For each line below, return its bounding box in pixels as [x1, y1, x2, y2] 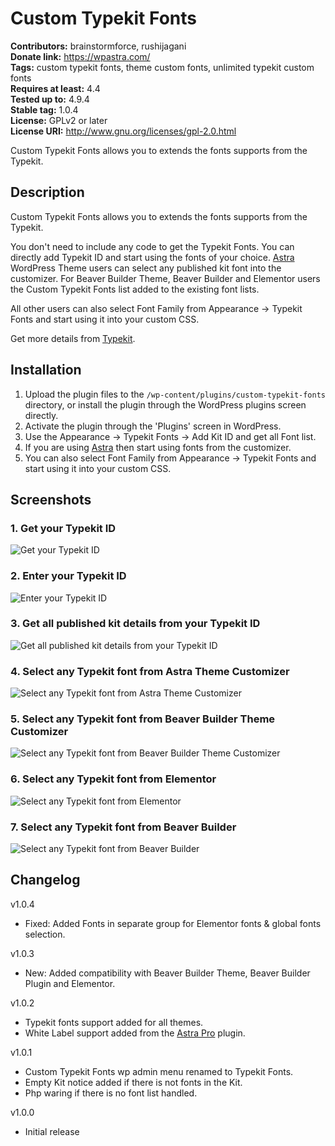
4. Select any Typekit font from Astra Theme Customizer [10, 664, 290, 678]
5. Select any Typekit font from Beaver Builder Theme [10, 712, 276, 726]
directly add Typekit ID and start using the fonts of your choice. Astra [10, 251, 295, 263]
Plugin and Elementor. [24, 977, 116, 989]
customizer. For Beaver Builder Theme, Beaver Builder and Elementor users [10, 272, 321, 284]
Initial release [24, 1125, 80, 1137]
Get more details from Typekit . [10, 332, 136, 344]
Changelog [10, 872, 81, 889]
